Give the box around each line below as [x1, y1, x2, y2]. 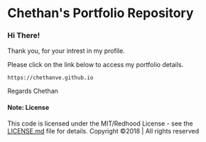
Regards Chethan [7, 87, 59, 96]
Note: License [7, 103, 50, 112]
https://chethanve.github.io [7, 74, 94, 81]
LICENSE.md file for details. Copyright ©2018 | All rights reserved [7, 126, 200, 135]
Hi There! [7, 31, 40, 41]
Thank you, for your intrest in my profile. [7, 46, 126, 55]
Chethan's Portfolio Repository [7, 5, 194, 21]
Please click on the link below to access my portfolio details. [7, 61, 184, 69]
